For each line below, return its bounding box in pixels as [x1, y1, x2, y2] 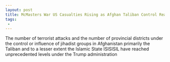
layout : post [5, 7, 33, 13]
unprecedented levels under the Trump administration [5, 51, 117, 57]
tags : [5, 17, 17, 22]
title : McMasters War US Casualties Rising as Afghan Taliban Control [5, 12, 157, 17]
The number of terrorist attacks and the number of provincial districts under [5, 35, 163, 41]
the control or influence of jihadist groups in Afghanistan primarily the [5, 41, 150, 47]
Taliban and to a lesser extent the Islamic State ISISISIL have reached [5, 46, 149, 52]
